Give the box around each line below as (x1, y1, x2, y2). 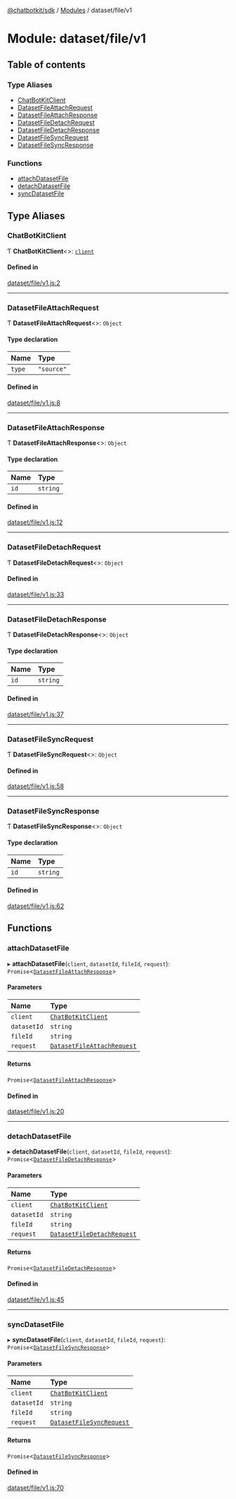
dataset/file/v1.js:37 (7, 710, 65, 718)
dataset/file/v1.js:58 (7, 782, 65, 790)
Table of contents (7, 59, 86, 71)
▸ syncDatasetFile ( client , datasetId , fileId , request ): (7, 1335, 166, 1344)
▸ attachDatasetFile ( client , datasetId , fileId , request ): (7, 959, 171, 968)
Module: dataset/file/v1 (7, 31, 146, 47)
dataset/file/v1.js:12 (7, 518, 63, 527)
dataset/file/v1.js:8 (7, 398, 61, 407)
